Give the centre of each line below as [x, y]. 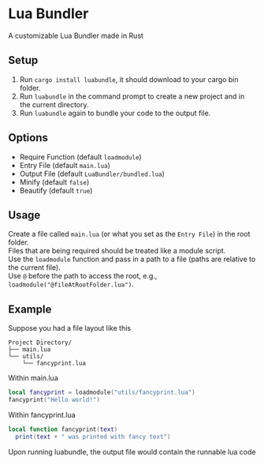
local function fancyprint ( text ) [63, 429]
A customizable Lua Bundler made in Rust [76, 36]
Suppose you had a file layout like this [70, 328]
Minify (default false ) [54, 181]
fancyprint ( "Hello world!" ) [54, 400]
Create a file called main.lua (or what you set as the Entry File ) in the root [129, 234]
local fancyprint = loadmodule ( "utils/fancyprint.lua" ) [102, 393]
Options [28, 138]
